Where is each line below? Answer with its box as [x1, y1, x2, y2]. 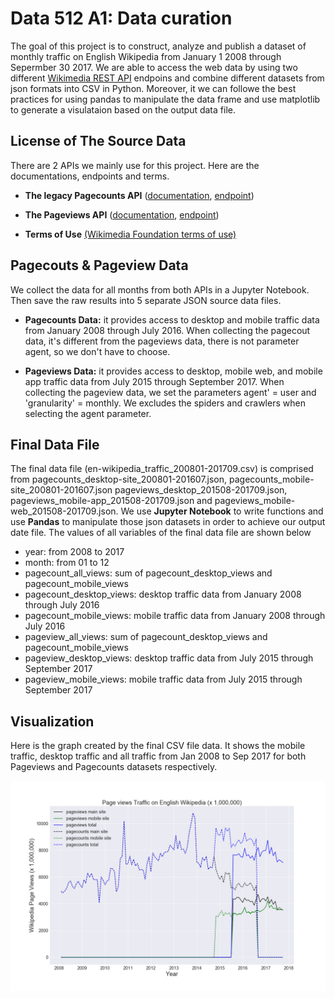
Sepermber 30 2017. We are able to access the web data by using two [10, 61, 298, 73]
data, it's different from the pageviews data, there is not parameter [24, 335, 300, 347]
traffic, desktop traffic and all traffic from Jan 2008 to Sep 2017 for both [10, 750, 307, 762]
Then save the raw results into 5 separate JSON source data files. [10, 294, 282, 306]
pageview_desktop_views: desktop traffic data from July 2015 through [24, 652, 314, 664]
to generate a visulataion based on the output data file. [10, 103, 236, 116]
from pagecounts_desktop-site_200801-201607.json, [10, 473, 228, 486]
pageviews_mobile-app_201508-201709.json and [10, 495, 213, 507]
